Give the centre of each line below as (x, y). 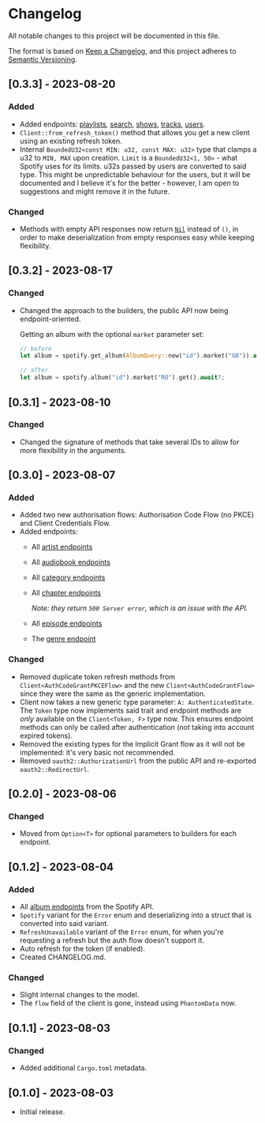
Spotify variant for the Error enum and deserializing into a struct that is (136, 915)
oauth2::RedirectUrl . (54, 769)
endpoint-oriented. (50, 319)
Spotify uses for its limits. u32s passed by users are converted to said (133, 166)
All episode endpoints (67, 624)
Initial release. (42, 1111)
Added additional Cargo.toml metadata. (83, 1068)
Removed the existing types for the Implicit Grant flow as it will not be (132, 743)
